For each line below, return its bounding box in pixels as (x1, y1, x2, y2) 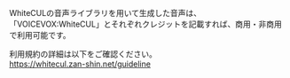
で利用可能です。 (9, 30, 71, 40)
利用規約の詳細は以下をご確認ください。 (9, 49, 157, 59)
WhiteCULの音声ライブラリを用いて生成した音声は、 (9, 8, 202, 18)
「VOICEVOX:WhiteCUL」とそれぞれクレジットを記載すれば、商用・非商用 (9, 19, 282, 29)
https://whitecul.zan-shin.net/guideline (9, 58, 151, 69)
